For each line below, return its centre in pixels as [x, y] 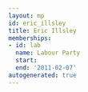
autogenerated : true [43, 75]
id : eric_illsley [37, 23]
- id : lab [25, 46]
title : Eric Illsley [43, 30]
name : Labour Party [48, 53]
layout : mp [26, 16]
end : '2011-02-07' [46, 68]
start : [26, 61]
